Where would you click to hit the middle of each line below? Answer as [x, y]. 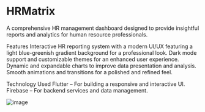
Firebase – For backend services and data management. [77, 90]
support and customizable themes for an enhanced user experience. [93, 59]
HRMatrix [31, 11]
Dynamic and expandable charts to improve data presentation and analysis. [102, 66]
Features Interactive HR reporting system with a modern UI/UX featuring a [99, 46]
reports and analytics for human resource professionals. [77, 34]
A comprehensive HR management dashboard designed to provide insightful [103, 28]
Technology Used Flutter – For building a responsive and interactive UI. [96, 84]
